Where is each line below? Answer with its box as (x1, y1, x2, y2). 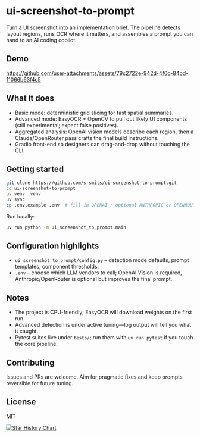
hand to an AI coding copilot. (6, 36, 77, 43)
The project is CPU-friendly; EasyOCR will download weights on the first (14, 308, 192, 316)
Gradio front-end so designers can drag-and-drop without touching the (14, 141, 190, 148)
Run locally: (6, 213, 35, 220)
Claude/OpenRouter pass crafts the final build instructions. (14, 134, 159, 141)
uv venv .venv (6, 191, 42, 197)
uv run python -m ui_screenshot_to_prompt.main (6, 224, 127, 230)
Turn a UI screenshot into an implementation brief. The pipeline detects (6, 24, 180, 31)
